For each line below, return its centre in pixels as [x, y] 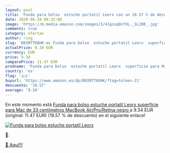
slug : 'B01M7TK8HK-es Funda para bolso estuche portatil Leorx [74, 43]
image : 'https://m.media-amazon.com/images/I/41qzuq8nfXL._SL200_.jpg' [82, 24]
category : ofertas [25, 33]
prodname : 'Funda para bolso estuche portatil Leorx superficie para [82, 66]
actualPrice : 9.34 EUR [29, 48]
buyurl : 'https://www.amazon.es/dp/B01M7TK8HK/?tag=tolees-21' [73, 81]
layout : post [19, 10]
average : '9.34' [22, 90]
